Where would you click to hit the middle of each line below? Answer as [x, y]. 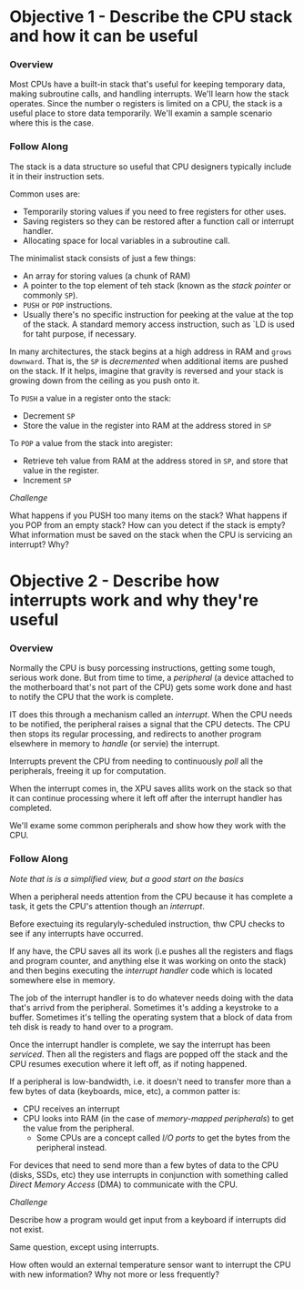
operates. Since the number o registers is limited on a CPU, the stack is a [146, 104]
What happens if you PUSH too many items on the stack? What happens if [148, 515]
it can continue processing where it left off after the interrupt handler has [146, 798]
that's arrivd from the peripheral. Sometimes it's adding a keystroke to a [144, 1007]
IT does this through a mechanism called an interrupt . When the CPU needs [151, 715]
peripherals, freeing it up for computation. [88, 771]
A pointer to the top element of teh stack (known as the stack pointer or [157, 285]
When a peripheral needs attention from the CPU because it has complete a [151, 896]
